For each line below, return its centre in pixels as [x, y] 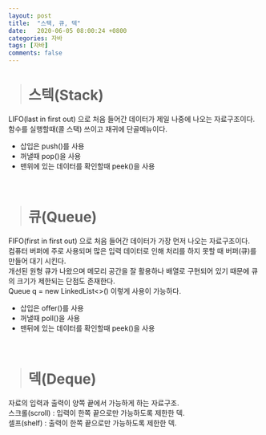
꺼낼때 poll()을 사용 [50, 318]
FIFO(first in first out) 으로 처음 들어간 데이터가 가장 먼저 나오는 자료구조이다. [129, 241]
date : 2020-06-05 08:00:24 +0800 [68, 30]
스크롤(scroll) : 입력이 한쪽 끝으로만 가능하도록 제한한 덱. [97, 413]
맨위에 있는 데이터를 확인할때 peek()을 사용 [87, 166]
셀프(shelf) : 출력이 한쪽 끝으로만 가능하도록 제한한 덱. [93, 423]
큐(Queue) [62, 217]
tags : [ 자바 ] [28, 46]
